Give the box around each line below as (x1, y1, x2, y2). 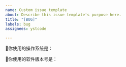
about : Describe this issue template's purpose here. (5, 12, 122, 17)
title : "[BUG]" (5, 17, 38, 22)
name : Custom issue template (5, 7, 67, 13)
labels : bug (5, 21, 30, 27)
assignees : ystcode (5, 26, 47, 31)
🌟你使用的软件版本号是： (5, 56, 57, 62)
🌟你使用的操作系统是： (5, 45, 53, 51)
